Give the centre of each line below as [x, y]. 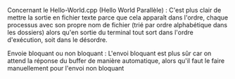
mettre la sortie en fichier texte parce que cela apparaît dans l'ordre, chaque [118, 17]
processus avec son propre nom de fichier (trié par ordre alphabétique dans [117, 25]
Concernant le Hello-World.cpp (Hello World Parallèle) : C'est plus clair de [114, 10]
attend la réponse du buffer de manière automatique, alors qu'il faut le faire [116, 61]
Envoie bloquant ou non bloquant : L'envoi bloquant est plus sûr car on [109, 53]
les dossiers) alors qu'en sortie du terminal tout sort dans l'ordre [100, 32]
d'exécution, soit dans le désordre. [57, 40]
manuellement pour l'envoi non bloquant [66, 68]
